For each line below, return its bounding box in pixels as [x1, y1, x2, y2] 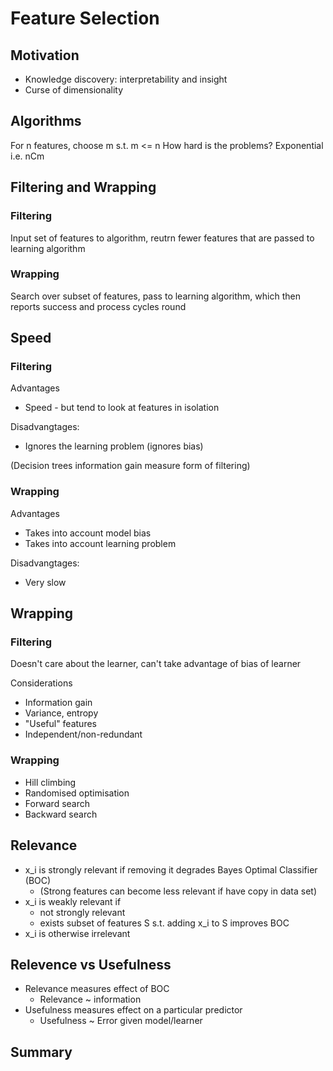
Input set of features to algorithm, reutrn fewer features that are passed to [10, 232, 315, 244]
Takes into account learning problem [24, 537, 177, 549]
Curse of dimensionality [24, 84, 124, 96]
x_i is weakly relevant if [24, 895, 122, 907]
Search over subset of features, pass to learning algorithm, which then [10, 290, 301, 302]
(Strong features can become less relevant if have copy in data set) [39, 885, 318, 897]
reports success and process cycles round [10, 300, 187, 312]
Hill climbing [24, 776, 77, 788]
